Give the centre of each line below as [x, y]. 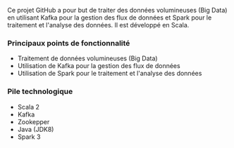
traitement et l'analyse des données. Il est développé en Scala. [98, 25]
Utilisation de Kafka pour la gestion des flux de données [99, 66]
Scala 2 [29, 107]
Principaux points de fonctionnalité [69, 43]
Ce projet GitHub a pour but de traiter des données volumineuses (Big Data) [117, 10]
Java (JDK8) [36, 129]
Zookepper [33, 121]
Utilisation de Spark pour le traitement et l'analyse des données [110, 74]
